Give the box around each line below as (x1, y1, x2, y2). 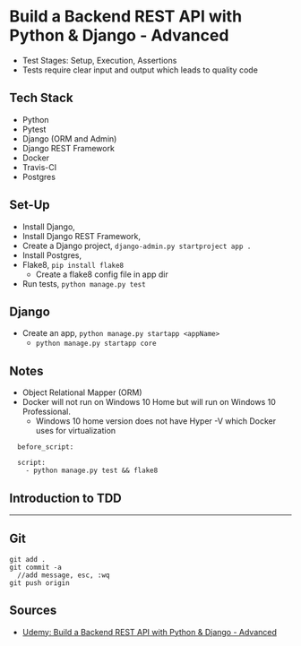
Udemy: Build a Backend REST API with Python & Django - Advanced (21, 626, 278, 637)
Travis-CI (21, 161, 57, 172)
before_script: (17, 443, 74, 452)
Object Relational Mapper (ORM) (21, 387, 142, 398)
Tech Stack (9, 90, 73, 106)
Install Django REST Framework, (21, 230, 142, 241)
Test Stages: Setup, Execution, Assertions (21, 55, 177, 65)
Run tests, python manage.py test (21, 278, 146, 289)
